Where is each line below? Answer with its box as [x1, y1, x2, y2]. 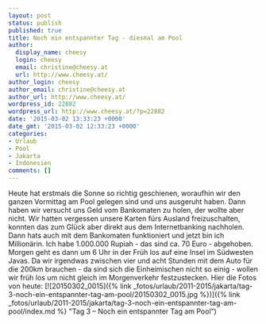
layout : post [8, 11, 52, 20]
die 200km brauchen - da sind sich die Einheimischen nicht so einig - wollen [8, 264, 258, 274]
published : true [8, 26, 62, 34]
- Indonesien [8, 160, 52, 168]
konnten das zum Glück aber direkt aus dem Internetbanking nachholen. [8, 222, 245, 231]
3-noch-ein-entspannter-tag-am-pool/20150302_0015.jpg [8, 290, 199, 299]
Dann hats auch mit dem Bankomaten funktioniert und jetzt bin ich [8, 231, 225, 240]
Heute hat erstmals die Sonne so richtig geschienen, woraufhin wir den [8, 188, 241, 198]
